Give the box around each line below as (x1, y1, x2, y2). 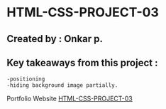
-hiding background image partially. (6, 82, 118, 89)
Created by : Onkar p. (6, 33, 104, 45)
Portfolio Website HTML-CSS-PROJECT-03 (6, 94, 133, 103)
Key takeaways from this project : (6, 56, 158, 68)
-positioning (6, 76, 45, 83)
